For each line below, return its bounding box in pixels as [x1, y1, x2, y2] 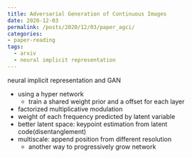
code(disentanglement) [17, 127, 87, 135]
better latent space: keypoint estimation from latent [17, 120, 168, 128]
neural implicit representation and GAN [7, 76, 121, 84]
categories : [7, 30, 43, 38]
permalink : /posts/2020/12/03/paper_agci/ [7, 23, 135, 30]
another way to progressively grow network [28, 142, 156, 151]
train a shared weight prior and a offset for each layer [28, 97, 185, 106]
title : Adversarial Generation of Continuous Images [7, 10, 167, 18]
